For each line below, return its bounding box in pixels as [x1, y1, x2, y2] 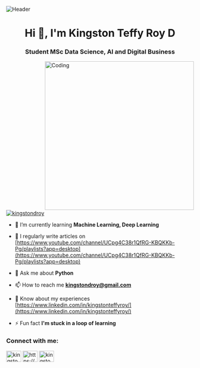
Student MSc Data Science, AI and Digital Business [24, 48, 176, 56]
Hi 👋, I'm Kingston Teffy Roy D [24, 27, 176, 40]
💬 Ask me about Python [14, 269, 74, 276]
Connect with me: [6, 336, 59, 345]
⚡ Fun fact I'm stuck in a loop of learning [14, 320, 116, 327]
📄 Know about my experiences [14, 295, 90, 303]
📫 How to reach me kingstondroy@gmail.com [14, 281, 132, 288]
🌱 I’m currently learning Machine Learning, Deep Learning [14, 221, 160, 228]
